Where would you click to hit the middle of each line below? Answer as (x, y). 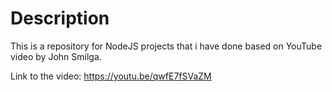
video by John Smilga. (56, 56)
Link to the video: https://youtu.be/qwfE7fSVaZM (111, 76)
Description (60, 18)
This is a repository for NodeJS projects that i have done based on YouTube (166, 46)
